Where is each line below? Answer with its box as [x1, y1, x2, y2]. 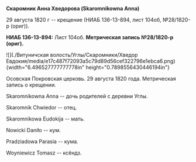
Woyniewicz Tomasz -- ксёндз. [6, 149, 82, 156]
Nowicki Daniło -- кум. [6, 127, 61, 133]
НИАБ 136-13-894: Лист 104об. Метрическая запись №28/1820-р [6, 34, 174, 40]
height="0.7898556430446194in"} [85, 64, 170, 71]
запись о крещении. [6, 81, 57, 88]
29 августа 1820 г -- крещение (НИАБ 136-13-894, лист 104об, [6, 16, 162, 23]
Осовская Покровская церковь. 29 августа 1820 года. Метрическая [6, 75, 177, 82]
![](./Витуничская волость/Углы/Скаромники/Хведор [6, 51, 138, 58]
